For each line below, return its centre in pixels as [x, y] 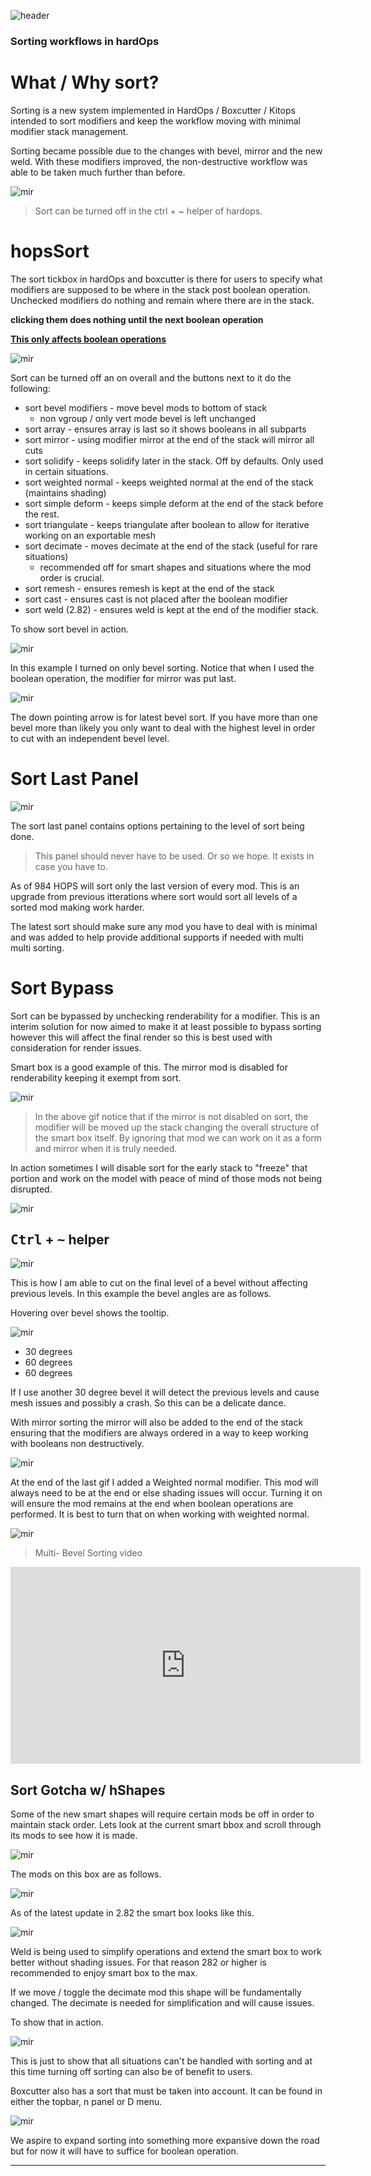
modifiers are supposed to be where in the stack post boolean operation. [160, 289]
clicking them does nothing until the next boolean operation [137, 319]
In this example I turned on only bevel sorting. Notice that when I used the [162, 667]
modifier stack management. [69, 131]
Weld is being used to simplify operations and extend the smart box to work [166, 1952]
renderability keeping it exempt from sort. [96, 1077]
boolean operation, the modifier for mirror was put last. [123, 678]
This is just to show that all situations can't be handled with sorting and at [161, 2061]
